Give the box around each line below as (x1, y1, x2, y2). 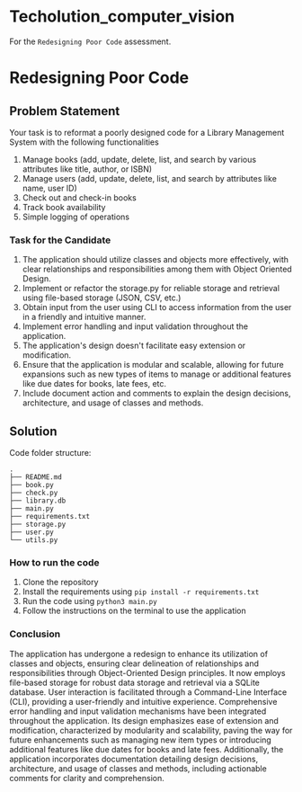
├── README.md (9, 473, 63, 482)
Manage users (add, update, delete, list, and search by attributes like (22, 173, 277, 183)
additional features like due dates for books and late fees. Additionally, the (9, 743, 284, 754)
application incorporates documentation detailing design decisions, (9, 753, 259, 764)
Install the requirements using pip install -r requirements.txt (22, 586, 260, 597)
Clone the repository (22, 577, 99, 588)
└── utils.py (9, 536, 58, 545)
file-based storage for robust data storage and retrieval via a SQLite (9, 677, 261, 688)
